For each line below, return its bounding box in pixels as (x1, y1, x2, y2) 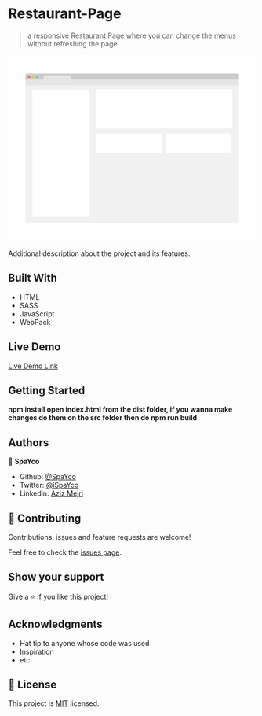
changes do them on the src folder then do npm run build (8, 413, 198, 423)
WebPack (19, 317, 51, 327)
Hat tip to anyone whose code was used (19, 638, 150, 648)
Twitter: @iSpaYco (19, 481, 79, 490)
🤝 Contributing (8, 511, 82, 525)
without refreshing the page (27, 39, 118, 48)
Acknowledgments (8, 618, 104, 631)
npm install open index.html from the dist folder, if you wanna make (8, 404, 233, 414)
